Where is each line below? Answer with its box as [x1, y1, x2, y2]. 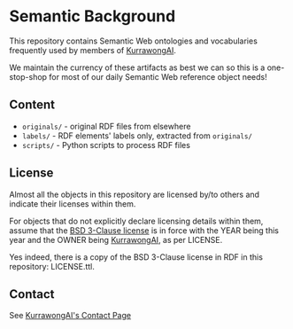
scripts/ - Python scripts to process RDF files [21, 139, 190, 150]
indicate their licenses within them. [9, 198, 136, 209]
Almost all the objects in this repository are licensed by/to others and [9, 189, 259, 200]
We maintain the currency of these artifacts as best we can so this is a [9, 62, 266, 73]
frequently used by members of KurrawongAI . [9, 44, 177, 55]
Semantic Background [9, 6, 176, 27]
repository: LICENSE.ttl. [9, 261, 95, 271]
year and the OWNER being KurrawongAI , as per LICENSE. [9, 234, 223, 245]
